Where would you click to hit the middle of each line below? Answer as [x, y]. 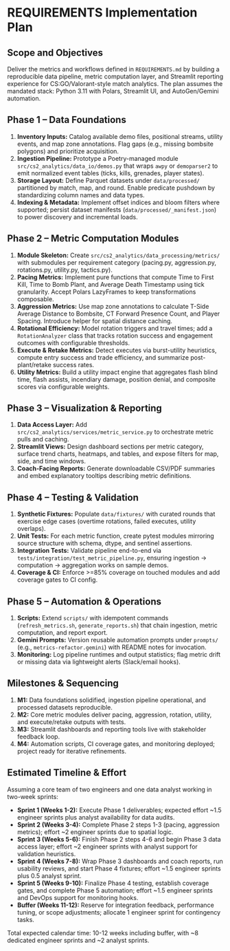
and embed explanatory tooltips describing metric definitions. [104, 476]
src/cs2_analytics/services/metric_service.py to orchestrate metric [115, 432]
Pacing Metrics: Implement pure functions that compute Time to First [115, 277]
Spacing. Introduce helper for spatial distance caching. [95, 320]
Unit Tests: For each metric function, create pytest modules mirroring [115, 536]
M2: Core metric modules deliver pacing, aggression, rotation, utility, [114, 714]
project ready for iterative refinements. [72, 751]
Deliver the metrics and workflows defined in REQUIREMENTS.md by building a [113, 69]
